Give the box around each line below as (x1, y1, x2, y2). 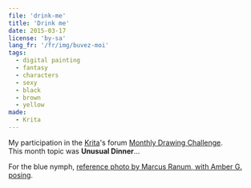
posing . (8, 170, 34, 180)
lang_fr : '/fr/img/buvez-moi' (8, 42, 110, 50)
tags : (8, 49, 26, 57)
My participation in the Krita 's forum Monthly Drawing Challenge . (8, 138, 223, 147)
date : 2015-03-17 (8, 26, 67, 34)
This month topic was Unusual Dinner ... (8, 146, 140, 156)
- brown (15, 94, 42, 102)
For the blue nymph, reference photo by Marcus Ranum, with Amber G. (8, 162, 243, 171)
